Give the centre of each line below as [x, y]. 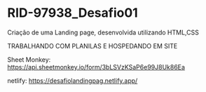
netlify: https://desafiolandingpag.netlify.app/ [73, 80]
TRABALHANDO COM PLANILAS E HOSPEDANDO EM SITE [92, 46]
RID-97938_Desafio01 [73, 13]
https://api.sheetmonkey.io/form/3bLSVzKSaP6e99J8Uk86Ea [96, 67]
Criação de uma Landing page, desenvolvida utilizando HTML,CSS [103, 32]
